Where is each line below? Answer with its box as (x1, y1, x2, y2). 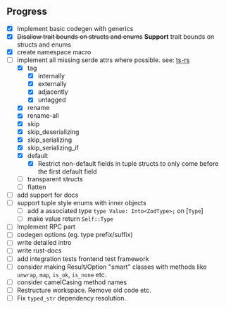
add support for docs (16, 190, 79, 199)
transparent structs (27, 174, 83, 183)
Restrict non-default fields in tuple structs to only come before (37, 159, 219, 168)
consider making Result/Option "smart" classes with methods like (16, 262, 207, 271)
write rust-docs (16, 246, 62, 255)
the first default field (37, 167, 97, 176)
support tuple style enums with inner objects (16, 199, 147, 207)
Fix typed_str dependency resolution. (16, 293, 127, 302)
